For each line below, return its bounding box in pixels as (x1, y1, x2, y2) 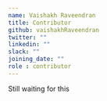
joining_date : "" (8, 56, 65, 63)
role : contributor (8, 63, 72, 70)
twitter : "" (8, 33, 47, 41)
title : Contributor (8, 19, 72, 27)
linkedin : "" (8, 41, 51, 49)
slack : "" (8, 48, 41, 56)
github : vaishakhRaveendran (8, 26, 100, 34)
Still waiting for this (8, 84, 70, 93)
